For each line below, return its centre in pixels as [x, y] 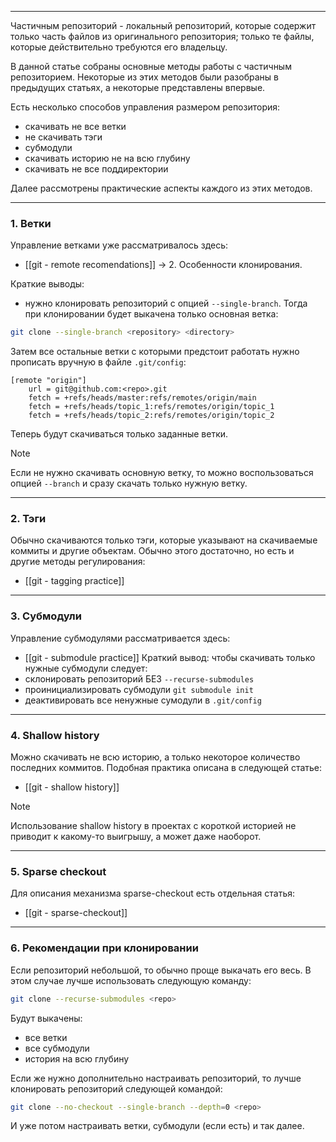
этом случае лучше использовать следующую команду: [131, 980]
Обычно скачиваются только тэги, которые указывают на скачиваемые [164, 540]
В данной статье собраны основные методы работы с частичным [151, 66]
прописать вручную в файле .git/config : [98, 362]
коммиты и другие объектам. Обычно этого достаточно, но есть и [152, 551]
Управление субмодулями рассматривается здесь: [120, 638]
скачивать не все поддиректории [96, 169]
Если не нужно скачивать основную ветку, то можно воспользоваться [162, 473]
